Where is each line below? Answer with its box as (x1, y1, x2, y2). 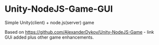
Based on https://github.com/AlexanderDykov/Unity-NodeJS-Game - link (4, 29, 155, 35)
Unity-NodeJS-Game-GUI (4, 3, 113, 15)
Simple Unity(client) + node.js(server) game (4, 20, 94, 25)
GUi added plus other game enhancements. (4, 34, 94, 40)
